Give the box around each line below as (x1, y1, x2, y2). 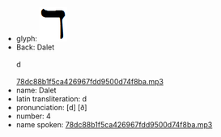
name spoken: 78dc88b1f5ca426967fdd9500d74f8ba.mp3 (15, 120, 213, 129)
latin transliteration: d (15, 94, 87, 104)
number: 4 (15, 111, 51, 121)
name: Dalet (15, 85, 57, 95)
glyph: (15, 34, 38, 43)
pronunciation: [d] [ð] (15, 103, 87, 112)
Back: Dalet (15, 42, 55, 52)
